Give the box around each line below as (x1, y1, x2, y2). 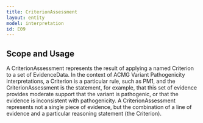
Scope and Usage (6, 48, 75, 58)
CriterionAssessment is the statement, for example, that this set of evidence (6, 84, 197, 91)
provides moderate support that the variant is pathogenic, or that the (6, 91, 179, 98)
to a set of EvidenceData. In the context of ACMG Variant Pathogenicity (6, 71, 185, 79)
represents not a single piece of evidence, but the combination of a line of (6, 104, 192, 111)
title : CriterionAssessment (6, 9, 78, 15)
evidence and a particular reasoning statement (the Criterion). (6, 110, 162, 118)
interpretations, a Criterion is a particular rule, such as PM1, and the (6, 77, 176, 85)
